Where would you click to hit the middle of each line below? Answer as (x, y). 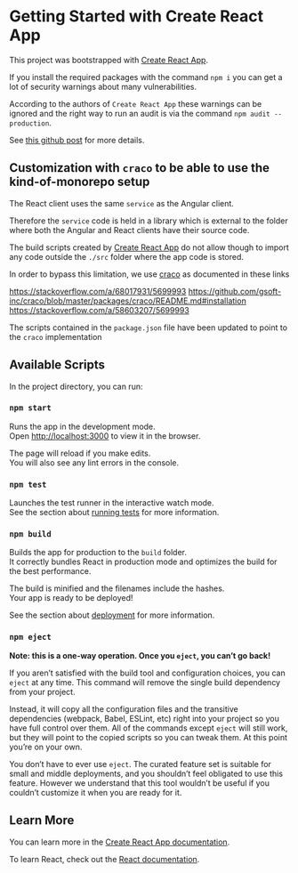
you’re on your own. (46, 747)
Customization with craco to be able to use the (139, 168)
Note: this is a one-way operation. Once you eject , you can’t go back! (140, 655)
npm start (30, 408)
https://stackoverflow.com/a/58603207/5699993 (99, 310)
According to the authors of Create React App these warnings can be (136, 103)
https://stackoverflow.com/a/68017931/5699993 (98, 291)
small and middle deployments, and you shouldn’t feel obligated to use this (146, 773)
